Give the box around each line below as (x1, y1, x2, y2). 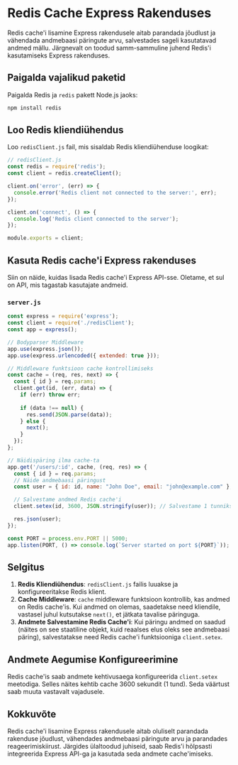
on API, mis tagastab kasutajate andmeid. (7, 281, 128, 289)
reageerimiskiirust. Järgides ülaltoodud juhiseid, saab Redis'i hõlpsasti (7, 742, 212, 750)
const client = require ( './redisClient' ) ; (7, 320, 135, 327)
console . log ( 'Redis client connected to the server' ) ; (13, 215, 179, 222)
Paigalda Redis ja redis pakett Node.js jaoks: (7, 90, 138, 99)
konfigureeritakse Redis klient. (17, 587, 106, 596)
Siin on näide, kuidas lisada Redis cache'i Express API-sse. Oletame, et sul (7, 273, 225, 281)
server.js (7, 298, 41, 306)
